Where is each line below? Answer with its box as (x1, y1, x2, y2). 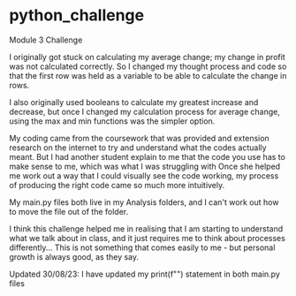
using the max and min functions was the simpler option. (9, 116, 216, 126)
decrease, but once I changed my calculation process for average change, (9, 106, 280, 117)
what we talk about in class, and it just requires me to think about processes (9, 232, 285, 243)
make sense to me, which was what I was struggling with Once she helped (9, 161, 281, 171)
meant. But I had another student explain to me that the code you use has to (9, 151, 285, 162)
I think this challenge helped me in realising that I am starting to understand (9, 223, 284, 234)
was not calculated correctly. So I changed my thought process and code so (9, 61, 287, 72)
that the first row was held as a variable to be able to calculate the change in (9, 70, 287, 80)
